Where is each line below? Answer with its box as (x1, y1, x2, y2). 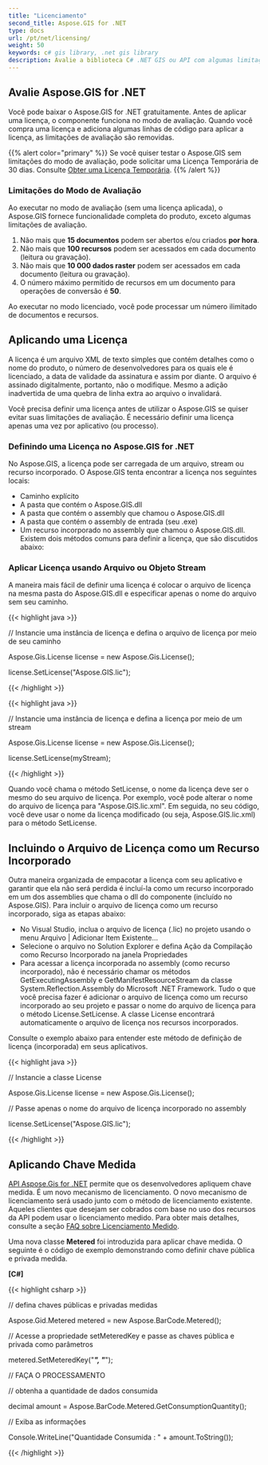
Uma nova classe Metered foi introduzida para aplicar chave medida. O (8, 1237, 243, 1246)
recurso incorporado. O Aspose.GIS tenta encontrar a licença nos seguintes (8, 468, 258, 477)
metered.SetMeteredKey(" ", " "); (8, 1355, 113, 1365)
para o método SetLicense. (8, 818, 97, 828)
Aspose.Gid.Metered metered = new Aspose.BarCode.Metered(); (8, 1316, 222, 1325)
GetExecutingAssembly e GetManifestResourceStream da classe (19, 976, 233, 985)
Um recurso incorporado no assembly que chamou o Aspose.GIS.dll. (19, 525, 246, 535)
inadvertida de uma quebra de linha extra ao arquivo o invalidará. (8, 388, 222, 398)
